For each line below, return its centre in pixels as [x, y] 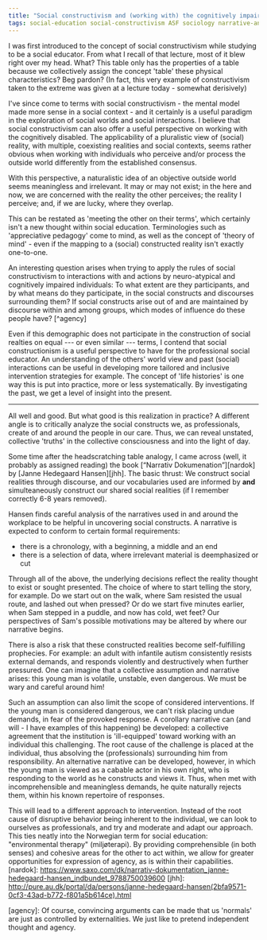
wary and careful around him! [56, 687]
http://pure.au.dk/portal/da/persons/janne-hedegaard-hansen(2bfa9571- [128, 886]
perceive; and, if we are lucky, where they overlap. [91, 203]
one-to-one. [28, 252]
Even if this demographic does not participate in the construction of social [130, 334]
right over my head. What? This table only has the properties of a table [124, 62]
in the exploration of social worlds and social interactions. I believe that [124, 120]
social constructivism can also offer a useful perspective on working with [128, 129]
